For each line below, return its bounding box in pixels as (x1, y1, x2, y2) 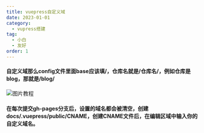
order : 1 (6, 48, 29, 54)
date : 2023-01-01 (6, 15, 50, 21)
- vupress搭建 (12, 25, 46, 32)
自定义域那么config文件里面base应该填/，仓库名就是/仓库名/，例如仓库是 (6, 68, 191, 75)
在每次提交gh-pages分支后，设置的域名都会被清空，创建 (6, 105, 149, 112)
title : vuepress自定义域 (6, 8, 66, 15)
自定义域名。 (6, 120, 38, 127)
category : (6, 20, 32, 26)
